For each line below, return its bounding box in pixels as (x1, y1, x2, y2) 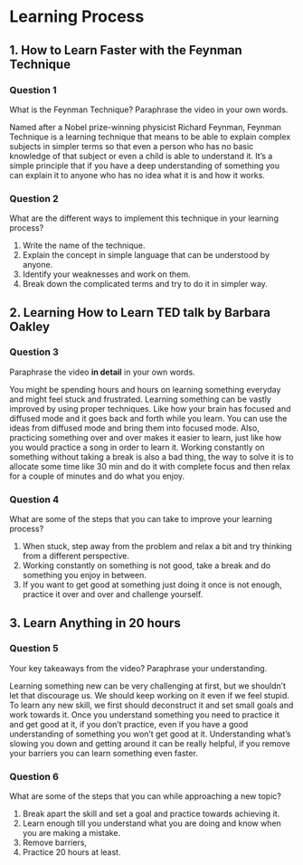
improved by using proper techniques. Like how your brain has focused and (9, 403, 291, 413)
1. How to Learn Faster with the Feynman (9, 43, 242, 58)
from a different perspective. (22, 550, 129, 562)
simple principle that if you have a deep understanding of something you (9, 160, 280, 171)
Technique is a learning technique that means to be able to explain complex (9, 131, 291, 142)
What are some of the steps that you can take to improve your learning (9, 514, 273, 525)
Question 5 (9, 642, 59, 655)
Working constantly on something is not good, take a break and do (22, 560, 271, 571)
